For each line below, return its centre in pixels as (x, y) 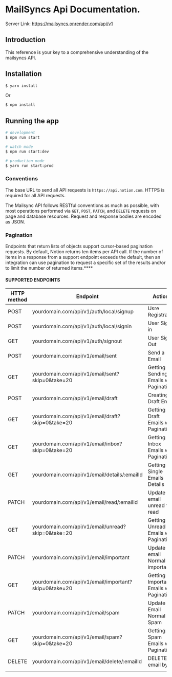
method (17, 300)
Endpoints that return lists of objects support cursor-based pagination (79, 246)
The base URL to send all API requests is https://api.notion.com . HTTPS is (85, 190)
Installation (24, 74)
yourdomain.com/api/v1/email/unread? (79, 526)
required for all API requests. (35, 195)
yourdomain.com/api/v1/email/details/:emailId (88, 475)
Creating (158, 395)
